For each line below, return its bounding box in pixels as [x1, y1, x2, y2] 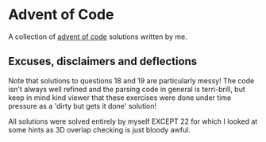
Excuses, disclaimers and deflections [8, 55, 198, 68]
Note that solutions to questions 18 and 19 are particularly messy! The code [8, 75, 255, 85]
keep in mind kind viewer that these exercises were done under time [8, 93, 232, 102]
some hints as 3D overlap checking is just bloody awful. [8, 125, 191, 134]
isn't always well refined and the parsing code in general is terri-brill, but [8, 84, 246, 94]
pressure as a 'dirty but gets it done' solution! [8, 101, 157, 110]
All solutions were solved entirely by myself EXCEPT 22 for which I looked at [8, 117, 258, 126]
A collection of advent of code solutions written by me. [8, 32, 188, 41]
